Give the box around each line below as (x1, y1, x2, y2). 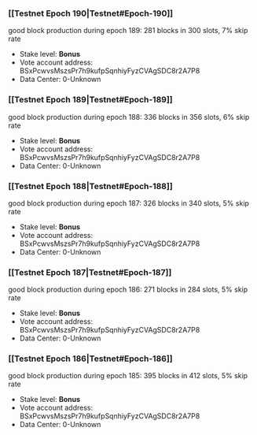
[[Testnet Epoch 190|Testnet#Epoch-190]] (8, 8, 174, 19)
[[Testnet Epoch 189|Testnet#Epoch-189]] (8, 95, 173, 106)
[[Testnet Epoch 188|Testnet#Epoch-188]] (8, 180, 173, 191)
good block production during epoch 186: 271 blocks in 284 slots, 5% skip (8, 284, 248, 295)
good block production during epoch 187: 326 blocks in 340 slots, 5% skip (8, 198, 250, 208)
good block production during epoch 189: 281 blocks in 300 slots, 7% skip (8, 26, 248, 35)
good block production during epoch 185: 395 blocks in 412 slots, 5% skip (8, 371, 248, 381)
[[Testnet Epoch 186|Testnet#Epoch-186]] (8, 353, 173, 364)
